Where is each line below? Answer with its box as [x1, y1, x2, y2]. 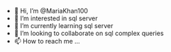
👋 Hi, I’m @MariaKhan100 [13, 7, 89, 15]
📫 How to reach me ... [13, 37, 80, 45]
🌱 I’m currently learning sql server [13, 22, 114, 30]
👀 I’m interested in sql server [13, 14, 98, 22]
